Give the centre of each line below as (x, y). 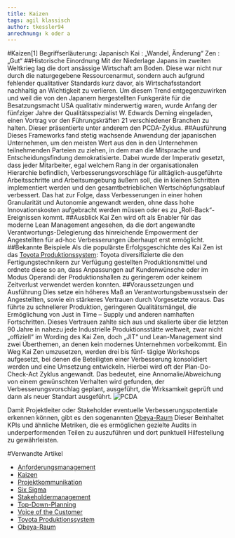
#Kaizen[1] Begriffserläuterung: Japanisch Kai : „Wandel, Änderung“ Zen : (114, 53)
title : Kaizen (28, 14)
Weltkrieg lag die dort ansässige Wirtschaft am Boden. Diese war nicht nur (115, 68)
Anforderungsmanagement (56, 467)
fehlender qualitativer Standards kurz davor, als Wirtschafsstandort (104, 83)
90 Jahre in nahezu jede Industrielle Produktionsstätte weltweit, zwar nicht (115, 329)
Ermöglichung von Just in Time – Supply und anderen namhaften (101, 315)
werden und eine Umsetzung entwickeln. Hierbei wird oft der (95, 367)
